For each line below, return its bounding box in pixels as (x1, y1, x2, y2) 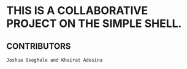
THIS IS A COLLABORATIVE (6, 4, 148, 18)
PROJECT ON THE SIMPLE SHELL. (6, 16, 182, 31)
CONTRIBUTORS (6, 41, 71, 51)
